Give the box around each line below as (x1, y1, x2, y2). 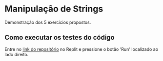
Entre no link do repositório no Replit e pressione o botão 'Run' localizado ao (4, 46, 159, 52)
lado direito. (4, 51, 29, 57)
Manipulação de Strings (4, 3, 103, 15)
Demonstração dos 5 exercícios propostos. (4, 19, 91, 25)
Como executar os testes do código (4, 33, 115, 42)
